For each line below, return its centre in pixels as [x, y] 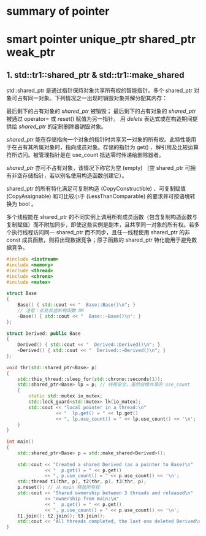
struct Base [21, 293]
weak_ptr [31, 52]
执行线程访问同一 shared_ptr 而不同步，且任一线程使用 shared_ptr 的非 [101, 232]
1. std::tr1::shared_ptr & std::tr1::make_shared [95, 75]
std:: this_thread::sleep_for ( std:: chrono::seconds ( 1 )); [90, 379]
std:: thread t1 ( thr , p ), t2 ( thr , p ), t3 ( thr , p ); [82, 482]
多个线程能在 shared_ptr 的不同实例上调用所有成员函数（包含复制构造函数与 [102, 217]
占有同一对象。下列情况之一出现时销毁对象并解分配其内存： [92, 98]
